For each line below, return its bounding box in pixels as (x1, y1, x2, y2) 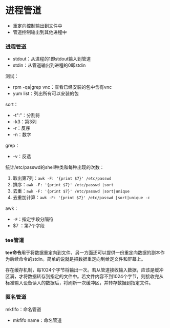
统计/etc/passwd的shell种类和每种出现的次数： (5, 164, 104, 170)
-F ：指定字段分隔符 (12, 216, 54, 222)
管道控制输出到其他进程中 (12, 29, 67, 35)
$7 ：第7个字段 (12, 223, 45, 229)
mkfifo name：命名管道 (12, 317, 62, 323)
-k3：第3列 (12, 119, 37, 125)
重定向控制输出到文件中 (12, 23, 62, 29)
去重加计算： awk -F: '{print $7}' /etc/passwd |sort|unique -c (12, 195, 150, 201)
